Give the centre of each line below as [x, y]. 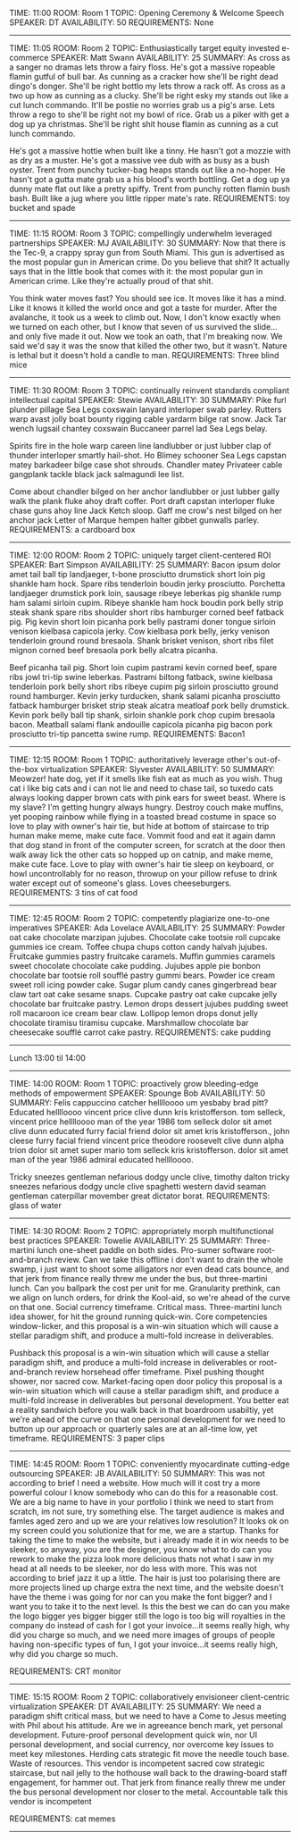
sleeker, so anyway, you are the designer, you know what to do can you [141, 1549]
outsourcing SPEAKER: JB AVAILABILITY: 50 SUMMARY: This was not [137, 1473]
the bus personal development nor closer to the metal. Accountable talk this [149, 1792]
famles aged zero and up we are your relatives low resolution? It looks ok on [149, 1521]
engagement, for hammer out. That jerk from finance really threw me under [147, 1782]
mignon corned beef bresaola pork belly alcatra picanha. [114, 650]
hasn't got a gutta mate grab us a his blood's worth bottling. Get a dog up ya [150, 179]
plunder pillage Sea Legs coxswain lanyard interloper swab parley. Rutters [146, 409]
